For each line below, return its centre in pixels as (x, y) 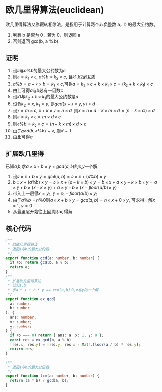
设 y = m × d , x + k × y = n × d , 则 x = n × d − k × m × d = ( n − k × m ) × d (84, 110)
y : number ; (21, 326)
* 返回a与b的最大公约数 (28, 249)
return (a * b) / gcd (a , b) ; (39, 381)
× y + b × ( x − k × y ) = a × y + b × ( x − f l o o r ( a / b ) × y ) (65, 187)
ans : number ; (23, 317)
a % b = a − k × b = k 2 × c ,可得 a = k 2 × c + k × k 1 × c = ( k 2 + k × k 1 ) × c (83, 84)
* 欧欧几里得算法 (23, 244)
